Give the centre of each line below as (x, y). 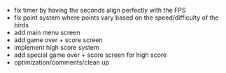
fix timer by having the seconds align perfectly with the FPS (100, 10)
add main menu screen (47, 32)
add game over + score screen (58, 40)
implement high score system (56, 47)
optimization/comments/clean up (62, 62)
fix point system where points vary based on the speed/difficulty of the (116, 18)
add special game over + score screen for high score (90, 55)
